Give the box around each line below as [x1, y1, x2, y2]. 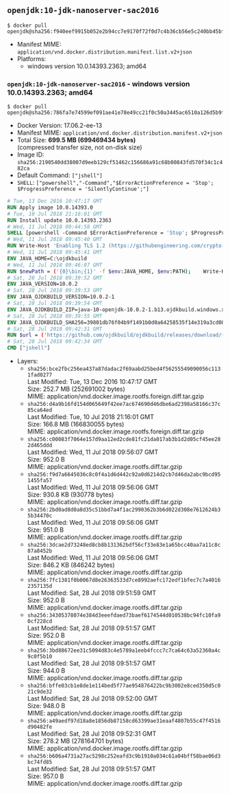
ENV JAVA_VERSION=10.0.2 [7, 281, 78, 288]
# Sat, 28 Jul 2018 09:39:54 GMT [7, 300, 103, 307]
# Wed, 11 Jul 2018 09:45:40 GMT [7, 236, 103, 243]
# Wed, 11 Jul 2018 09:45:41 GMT [7, 249, 103, 256]
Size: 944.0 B [27, 666, 66, 675]
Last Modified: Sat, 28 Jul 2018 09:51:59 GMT [27, 589, 156, 597]
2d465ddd [27, 442, 53, 449]
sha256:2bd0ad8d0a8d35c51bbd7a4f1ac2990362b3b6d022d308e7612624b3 [27, 506, 221, 514]
